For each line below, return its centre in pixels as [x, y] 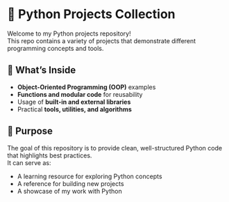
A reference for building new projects [70, 183]
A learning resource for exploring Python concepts [90, 176]
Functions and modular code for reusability [80, 94]
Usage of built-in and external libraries [74, 102]
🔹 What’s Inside [42, 70]
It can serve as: [29, 162]
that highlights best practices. [50, 155]
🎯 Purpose [30, 131]
